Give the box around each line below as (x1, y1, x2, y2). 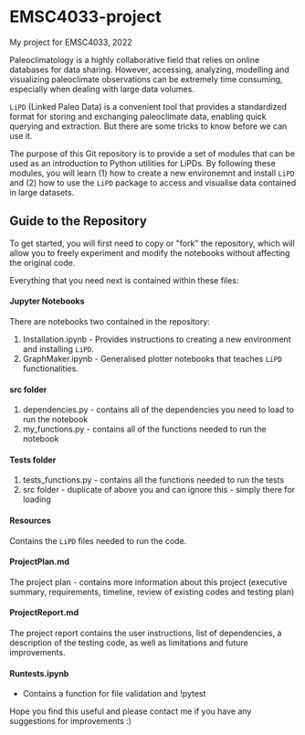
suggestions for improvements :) (9, 716, 132, 727)
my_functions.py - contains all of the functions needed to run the (22, 423, 267, 435)
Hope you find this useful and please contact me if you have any (9, 706, 252, 717)
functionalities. (22, 363, 79, 374)
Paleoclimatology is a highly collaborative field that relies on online (9, 54, 260, 65)
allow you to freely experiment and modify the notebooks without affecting (9, 247, 290, 258)
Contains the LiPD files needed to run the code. (9, 535, 187, 546)
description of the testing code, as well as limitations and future (9, 637, 248, 648)
